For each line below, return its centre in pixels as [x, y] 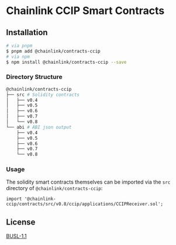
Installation [27, 32]
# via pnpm [19, 46]
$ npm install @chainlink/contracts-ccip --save [66, 62]
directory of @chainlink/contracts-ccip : [54, 188]
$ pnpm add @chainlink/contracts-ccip [53, 51]
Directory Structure [34, 77]
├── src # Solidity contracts [43, 95]
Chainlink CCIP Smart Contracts [85, 11]
